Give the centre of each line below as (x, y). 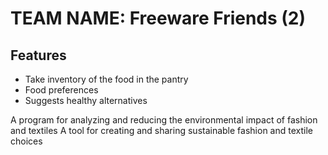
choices (26, 141)
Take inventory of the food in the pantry (106, 79)
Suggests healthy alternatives (86, 100)
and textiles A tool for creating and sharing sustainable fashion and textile (161, 130)
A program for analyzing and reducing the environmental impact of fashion (164, 120)
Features (38, 55)
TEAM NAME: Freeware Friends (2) (158, 18)
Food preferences (61, 90)
